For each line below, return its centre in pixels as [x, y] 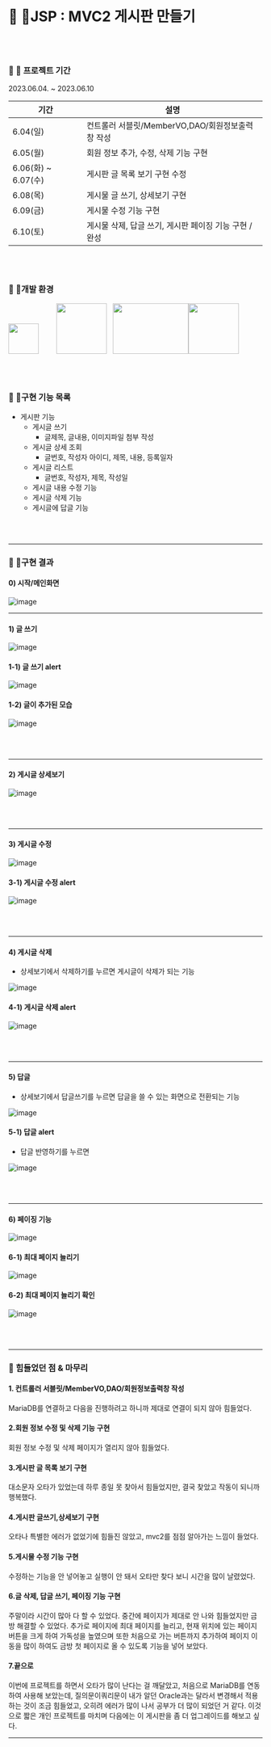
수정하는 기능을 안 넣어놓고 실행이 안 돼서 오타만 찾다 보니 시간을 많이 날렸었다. [132, 1576]
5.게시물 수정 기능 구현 [44, 1556]
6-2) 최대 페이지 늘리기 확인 [52, 1294]
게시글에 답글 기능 [60, 507]
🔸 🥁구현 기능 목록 [40, 398]
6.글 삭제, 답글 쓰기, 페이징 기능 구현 [65, 1596]
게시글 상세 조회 [57, 447]
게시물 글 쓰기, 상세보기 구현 [136, 196]
